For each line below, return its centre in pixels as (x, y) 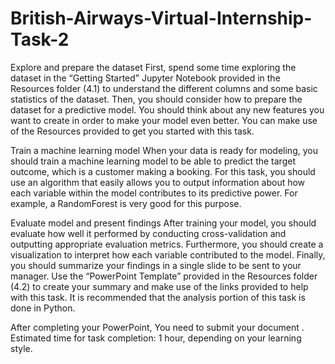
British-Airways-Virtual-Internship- (161, 18)
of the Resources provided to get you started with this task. (132, 131)
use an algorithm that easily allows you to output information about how (158, 182)
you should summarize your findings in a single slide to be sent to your (156, 265)
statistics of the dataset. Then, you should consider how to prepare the (156, 99)
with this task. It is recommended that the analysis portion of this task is (158, 297)
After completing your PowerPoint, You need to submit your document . (157, 327)
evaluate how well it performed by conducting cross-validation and (148, 233)
